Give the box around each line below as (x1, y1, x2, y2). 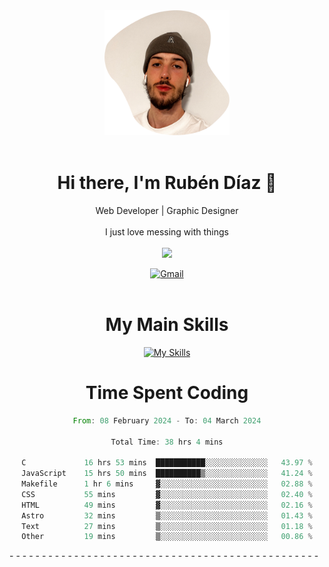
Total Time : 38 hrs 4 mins (110, 437, 224, 447)
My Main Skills (105, 314, 229, 336)
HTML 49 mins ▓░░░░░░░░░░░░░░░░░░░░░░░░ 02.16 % (21, 500, 313, 510)
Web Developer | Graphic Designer (95, 204, 239, 216)
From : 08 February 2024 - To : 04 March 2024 (72, 415, 262, 426)
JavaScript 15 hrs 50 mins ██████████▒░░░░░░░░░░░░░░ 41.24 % (21, 469, 313, 479)
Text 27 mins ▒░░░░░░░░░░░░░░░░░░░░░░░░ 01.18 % (21, 521, 313, 531)
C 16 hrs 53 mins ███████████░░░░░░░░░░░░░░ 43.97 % (21, 458, 313, 468)
